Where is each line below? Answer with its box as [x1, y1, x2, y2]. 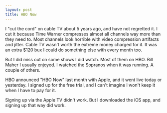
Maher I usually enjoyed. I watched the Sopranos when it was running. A [5, 62, 154, 68]
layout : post [5, 7, 32, 12]
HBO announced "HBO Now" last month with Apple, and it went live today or [5, 77, 162, 83]
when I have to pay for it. [5, 87, 56, 93]
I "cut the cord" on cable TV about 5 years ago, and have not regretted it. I [5, 25, 158, 31]
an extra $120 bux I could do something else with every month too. [5, 47, 142, 53]
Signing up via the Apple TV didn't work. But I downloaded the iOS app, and [5, 97, 161, 103]
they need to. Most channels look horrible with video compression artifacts [5, 36, 159, 42]
